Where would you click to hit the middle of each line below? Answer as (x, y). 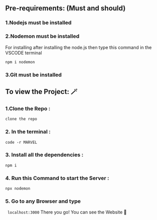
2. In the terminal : (28, 132)
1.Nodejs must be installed (38, 23)
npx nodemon (18, 189)
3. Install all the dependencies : (44, 155)
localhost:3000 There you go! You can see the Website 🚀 (67, 212)
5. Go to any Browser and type (43, 201)
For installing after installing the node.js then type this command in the (78, 47)
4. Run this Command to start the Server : (57, 178)
